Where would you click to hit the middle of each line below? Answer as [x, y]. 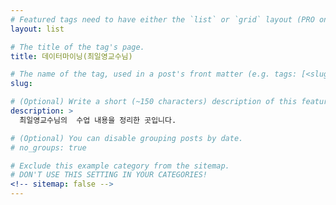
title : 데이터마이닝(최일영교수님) [71, 56]
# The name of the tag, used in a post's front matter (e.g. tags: [154, 74]
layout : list [37, 29]
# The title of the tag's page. [77, 47]
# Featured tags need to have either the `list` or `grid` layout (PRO [162, 19]
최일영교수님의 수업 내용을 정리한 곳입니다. [98, 120]
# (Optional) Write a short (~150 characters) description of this [154, 102]
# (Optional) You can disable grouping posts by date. [127, 138]
